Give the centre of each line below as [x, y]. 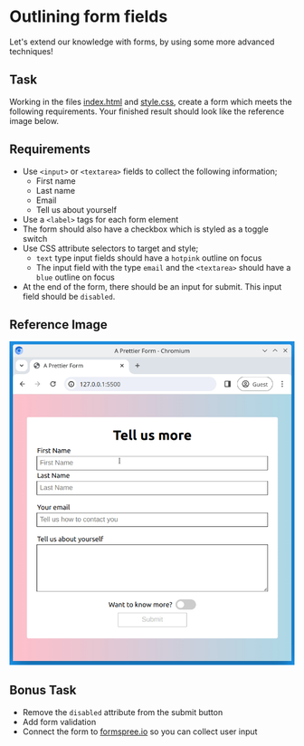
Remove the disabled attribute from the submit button [123, 712]
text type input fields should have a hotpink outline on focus [149, 258]
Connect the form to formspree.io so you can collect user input [140, 732]
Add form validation [59, 722]
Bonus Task [43, 690]
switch [35, 238]
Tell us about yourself [76, 209]
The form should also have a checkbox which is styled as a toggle [145, 229]
